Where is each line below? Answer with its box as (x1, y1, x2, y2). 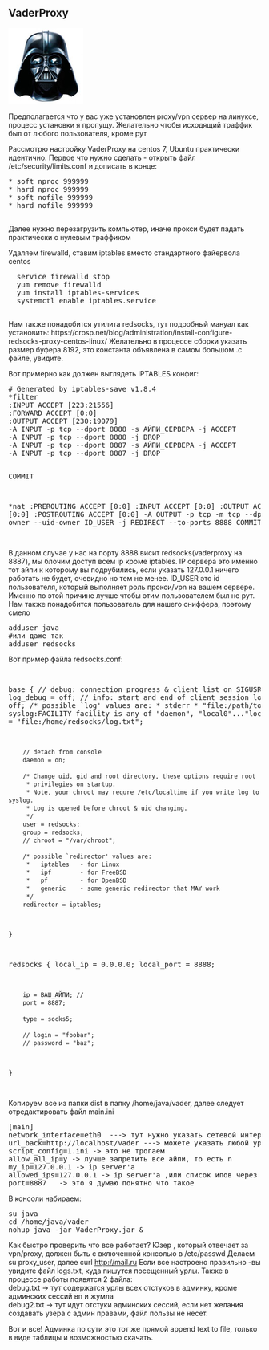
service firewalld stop (16, 272, 110, 281)
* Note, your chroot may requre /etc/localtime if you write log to (26, 788, 260, 796)
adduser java (8, 623, 60, 632)
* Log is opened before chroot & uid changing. (26, 804, 188, 812)
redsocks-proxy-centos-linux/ (8, 336, 108, 346)
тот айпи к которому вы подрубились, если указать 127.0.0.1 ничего (8, 565, 239, 575)
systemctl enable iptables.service (16, 296, 157, 305)
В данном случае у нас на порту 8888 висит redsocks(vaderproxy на (8, 547, 243, 557)
